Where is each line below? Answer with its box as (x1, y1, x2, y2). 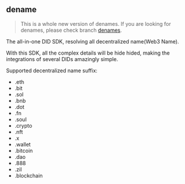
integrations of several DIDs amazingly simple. (6, 55, 119, 62)
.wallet (14, 140, 31, 148)
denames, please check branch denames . (20, 26, 122, 34)
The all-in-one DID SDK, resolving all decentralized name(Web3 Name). (6, 38, 179, 45)
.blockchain (14, 172, 43, 179)
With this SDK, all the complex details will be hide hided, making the (6, 49, 170, 56)
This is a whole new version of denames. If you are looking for (20, 20, 171, 27)
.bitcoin (14, 147, 33, 154)
